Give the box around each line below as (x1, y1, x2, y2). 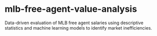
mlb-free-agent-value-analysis (4, 3, 138, 15)
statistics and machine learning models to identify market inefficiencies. (4, 25, 153, 31)
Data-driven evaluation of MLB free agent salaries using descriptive (4, 20, 144, 26)
